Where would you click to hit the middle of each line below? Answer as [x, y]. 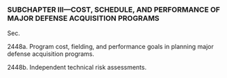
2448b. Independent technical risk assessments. [77, 68]
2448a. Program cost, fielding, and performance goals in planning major [110, 47]
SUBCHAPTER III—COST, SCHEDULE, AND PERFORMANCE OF [114, 10]
